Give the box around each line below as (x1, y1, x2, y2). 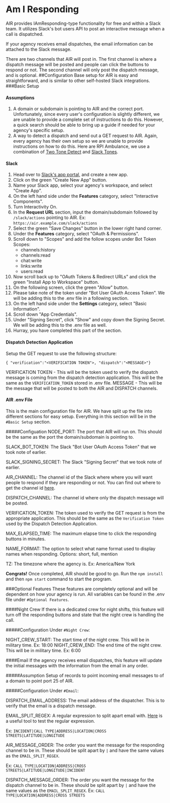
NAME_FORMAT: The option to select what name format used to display (6, 545, 156, 552)
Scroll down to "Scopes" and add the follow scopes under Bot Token (13, 236, 156, 242)
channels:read (20, 252, 51, 259)
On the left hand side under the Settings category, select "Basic (13, 301, 147, 307)
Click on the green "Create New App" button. (13, 177, 108, 183)
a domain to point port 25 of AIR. (6, 678, 74, 684)
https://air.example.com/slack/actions (13, 221, 98, 226)
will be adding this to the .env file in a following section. (13, 295, 129, 302)
